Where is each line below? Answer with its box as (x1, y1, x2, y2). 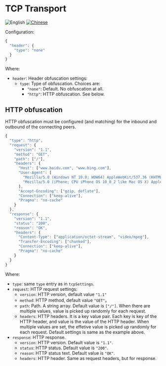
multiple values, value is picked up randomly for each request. (19, 308, 147, 314)
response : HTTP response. (12, 334, 66, 340)
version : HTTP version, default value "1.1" (19, 291, 107, 297)
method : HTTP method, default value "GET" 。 (19, 297, 110, 303)
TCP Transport (5, 3, 67, 14)
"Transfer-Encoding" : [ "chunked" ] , (18, 239, 92, 244)
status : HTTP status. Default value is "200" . (19, 345, 109, 351)
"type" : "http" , (9, 138, 43, 143)
